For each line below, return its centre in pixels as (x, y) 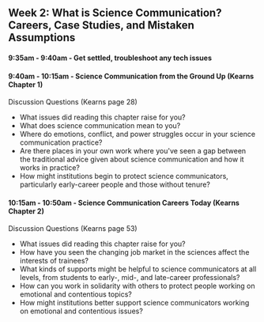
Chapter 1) (26, 84)
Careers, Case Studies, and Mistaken (102, 26)
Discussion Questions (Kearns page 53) (73, 229)
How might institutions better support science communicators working (134, 303)
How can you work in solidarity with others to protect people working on (137, 286)
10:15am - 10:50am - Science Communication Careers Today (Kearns (124, 203)
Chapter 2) (26, 211)
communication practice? (61, 142)
